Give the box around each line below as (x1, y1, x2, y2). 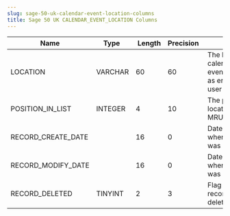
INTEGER (96, 104, 126, 113)
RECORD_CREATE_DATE (10, 132, 89, 141)
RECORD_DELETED (10, 189, 73, 198)
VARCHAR (96, 67, 129, 76)
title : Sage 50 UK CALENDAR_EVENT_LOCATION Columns (7, 16, 157, 23)
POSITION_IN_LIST (10, 104, 72, 113)
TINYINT (96, 189, 125, 198)
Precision (167, 38, 200, 48)
